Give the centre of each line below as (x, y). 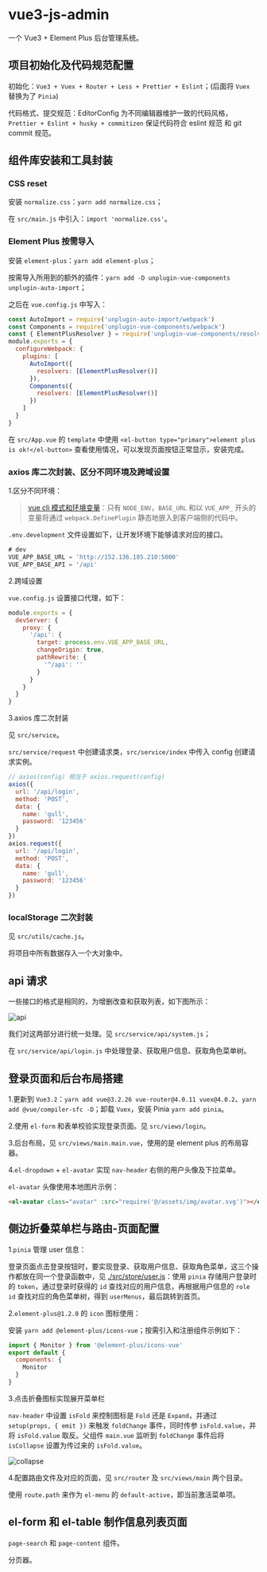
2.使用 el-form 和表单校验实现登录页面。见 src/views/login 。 (109, 1126)
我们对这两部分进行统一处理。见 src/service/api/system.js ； (109, 1034)
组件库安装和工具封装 (60, 161)
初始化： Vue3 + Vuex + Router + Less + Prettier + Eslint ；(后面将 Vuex (129, 86)
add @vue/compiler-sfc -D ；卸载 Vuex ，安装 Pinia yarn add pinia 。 (118, 1109)
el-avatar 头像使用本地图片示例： (64, 1186)
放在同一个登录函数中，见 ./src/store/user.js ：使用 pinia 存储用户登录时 (139, 1276)
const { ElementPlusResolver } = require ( (79, 334)
